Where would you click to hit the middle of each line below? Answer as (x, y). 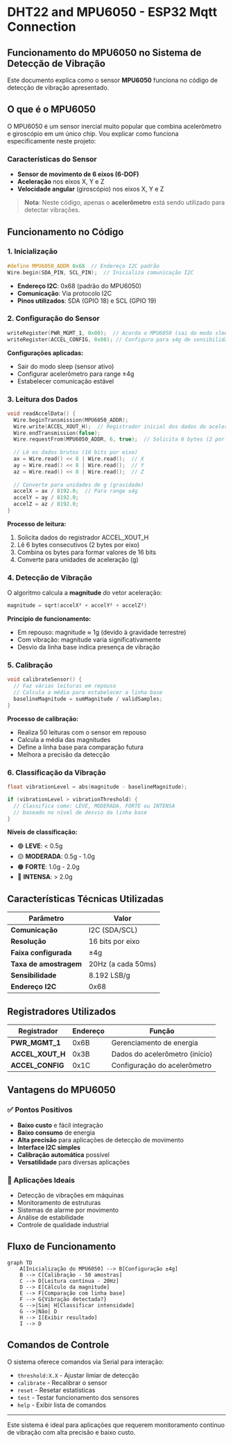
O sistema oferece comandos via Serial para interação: (86, 1362)
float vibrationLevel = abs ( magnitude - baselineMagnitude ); (97, 787)
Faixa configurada (41, 953)
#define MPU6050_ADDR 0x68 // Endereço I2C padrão (83, 266)
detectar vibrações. (52, 210)
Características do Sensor (52, 159)
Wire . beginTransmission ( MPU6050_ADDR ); (71, 420)
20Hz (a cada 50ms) (123, 964)
